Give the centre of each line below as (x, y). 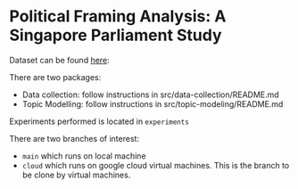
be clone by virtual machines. (76, 175)
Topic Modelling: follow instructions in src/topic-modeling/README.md (153, 103)
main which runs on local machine (84, 156)
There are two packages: (55, 77)
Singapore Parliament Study (116, 35)
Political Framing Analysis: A (118, 16)
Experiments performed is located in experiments (99, 121)
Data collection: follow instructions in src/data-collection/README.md (150, 94)
